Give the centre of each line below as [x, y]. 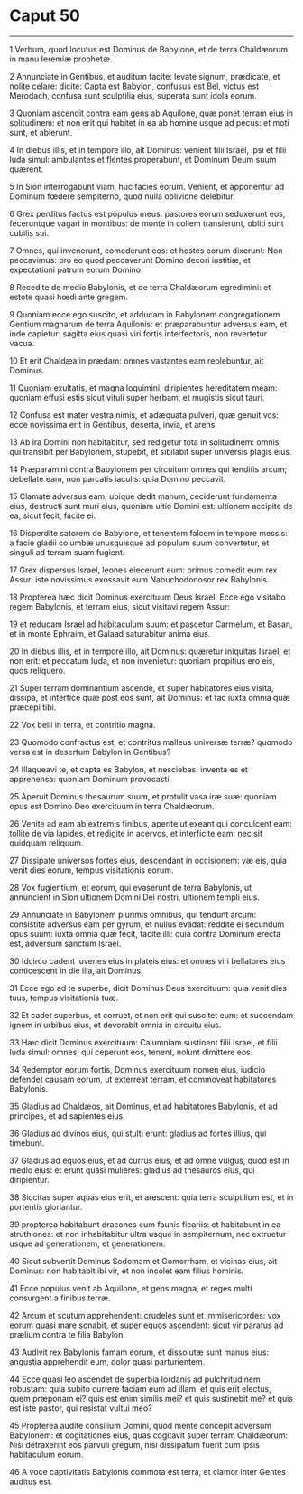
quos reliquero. [37, 670]
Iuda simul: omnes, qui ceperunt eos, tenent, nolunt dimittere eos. [131, 1052]
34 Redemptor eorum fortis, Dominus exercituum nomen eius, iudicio [138, 1069]
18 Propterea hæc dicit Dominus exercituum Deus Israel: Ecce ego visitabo [147, 597]
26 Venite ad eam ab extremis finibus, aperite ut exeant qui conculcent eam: [151, 823]
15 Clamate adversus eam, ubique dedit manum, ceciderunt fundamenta [143, 496]
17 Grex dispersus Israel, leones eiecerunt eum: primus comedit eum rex [143, 570]
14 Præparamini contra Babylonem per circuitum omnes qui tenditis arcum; [148, 469]
